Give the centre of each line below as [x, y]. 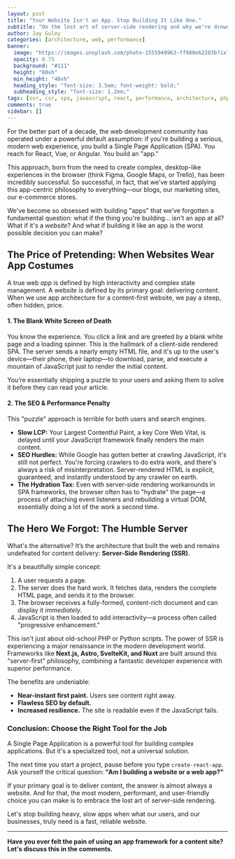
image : [23, 53]
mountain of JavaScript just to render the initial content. [87, 366]
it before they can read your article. [58, 387]
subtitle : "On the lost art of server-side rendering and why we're [109, 27]
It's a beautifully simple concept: [54, 566]
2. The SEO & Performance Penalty [59, 403]
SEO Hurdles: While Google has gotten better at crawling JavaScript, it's [122, 454]
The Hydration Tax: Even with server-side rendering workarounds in [116, 484]
